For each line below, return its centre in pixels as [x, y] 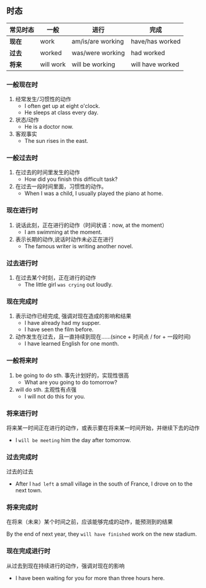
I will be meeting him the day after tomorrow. [73, 440]
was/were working [98, 53]
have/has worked [156, 41]
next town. [29, 491]
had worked [148, 53]
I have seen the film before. [59, 329]
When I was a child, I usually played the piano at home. [94, 193]
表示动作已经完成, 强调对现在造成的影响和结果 [73, 316]
